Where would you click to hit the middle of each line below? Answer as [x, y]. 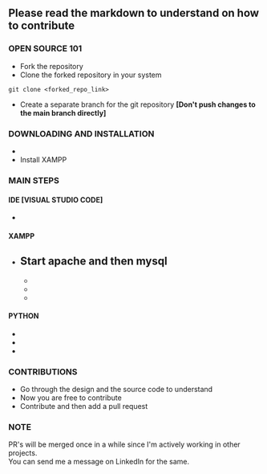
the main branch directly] [63, 112]
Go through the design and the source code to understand [116, 390]
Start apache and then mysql [93, 262]
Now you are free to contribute [71, 398]
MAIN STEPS [34, 180]
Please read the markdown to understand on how [133, 13]
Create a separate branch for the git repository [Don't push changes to [138, 104]
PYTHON [24, 316]
